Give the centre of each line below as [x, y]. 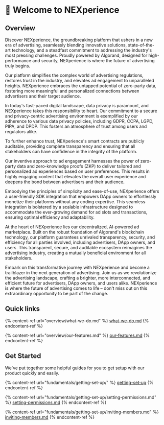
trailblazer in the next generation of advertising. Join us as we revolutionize [81, 273]
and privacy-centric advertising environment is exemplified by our [71, 116]
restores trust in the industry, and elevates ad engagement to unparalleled [80, 81]
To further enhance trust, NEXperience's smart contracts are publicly [75, 141]
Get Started [23, 356]
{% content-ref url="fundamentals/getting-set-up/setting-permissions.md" [81, 397]
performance [18, 60]
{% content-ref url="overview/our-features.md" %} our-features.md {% [77, 335]
